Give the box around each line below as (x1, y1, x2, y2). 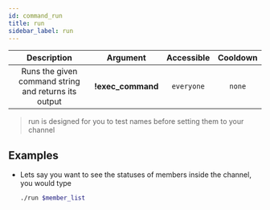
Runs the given (21, 66, 78, 77)
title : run (8, 19, 45, 27)
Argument (106, 52, 146, 64)
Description (27, 52, 72, 64)
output (37, 96, 62, 107)
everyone (171, 82, 205, 91)
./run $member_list (19, 194, 86, 202)
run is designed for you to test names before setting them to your (27, 117, 244, 126)
